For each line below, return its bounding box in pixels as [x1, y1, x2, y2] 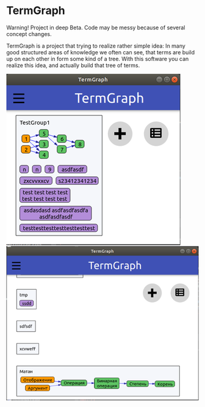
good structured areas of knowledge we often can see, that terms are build [6, 48, 195, 56]
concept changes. [6, 30, 52, 37]
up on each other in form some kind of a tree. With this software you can [6, 55, 189, 62]
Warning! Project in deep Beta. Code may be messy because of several [6, 24, 185, 31]
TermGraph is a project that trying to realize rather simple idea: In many [6, 42, 186, 49]
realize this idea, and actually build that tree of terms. [6, 62, 140, 69]
